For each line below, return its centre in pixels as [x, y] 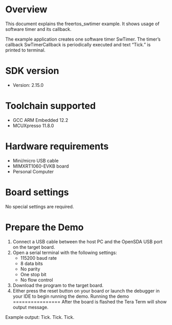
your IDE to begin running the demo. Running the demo [71, 296]
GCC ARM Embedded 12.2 [40, 120]
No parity [30, 269]
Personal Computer [33, 171]
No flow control [37, 280]
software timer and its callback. [38, 29]
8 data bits [31, 263]
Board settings [37, 192]
